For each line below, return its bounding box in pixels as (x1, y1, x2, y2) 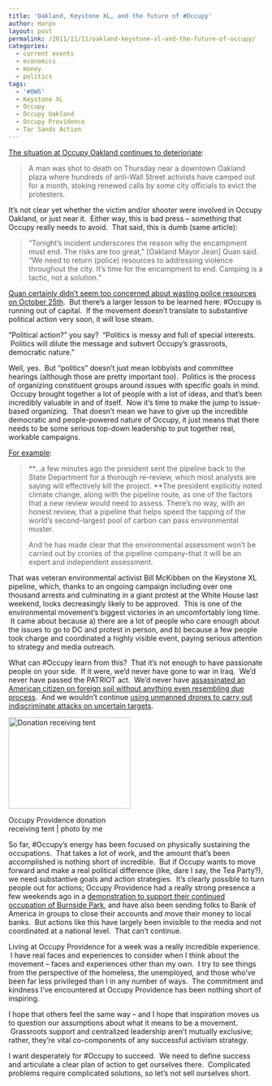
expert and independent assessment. (28, 557, 153, 567)
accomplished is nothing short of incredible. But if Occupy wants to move (8, 857, 256, 867)
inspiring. (8, 993, 40, 1003)
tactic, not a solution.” (28, 272, 101, 282)
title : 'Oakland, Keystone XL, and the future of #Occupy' (8, 11, 213, 20)
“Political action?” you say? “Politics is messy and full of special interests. (8, 330, 256, 340)
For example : (8, 448, 53, 458)
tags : (8, 80, 27, 88)
